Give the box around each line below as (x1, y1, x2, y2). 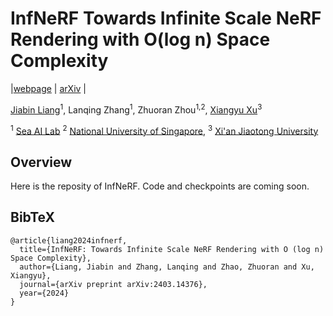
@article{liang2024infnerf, (10, 235, 128, 246)
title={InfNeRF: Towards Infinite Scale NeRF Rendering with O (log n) (19, 244, 325, 254)
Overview (10, 153, 73, 171)
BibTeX (10, 209, 55, 226)
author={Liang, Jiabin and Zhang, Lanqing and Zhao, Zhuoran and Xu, (19, 262, 315, 272)
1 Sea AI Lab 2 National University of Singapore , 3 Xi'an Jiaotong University (10, 123, 319, 137)
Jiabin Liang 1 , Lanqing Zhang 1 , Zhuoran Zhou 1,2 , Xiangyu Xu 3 (10, 102, 263, 116)
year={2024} (19, 288, 70, 298)
